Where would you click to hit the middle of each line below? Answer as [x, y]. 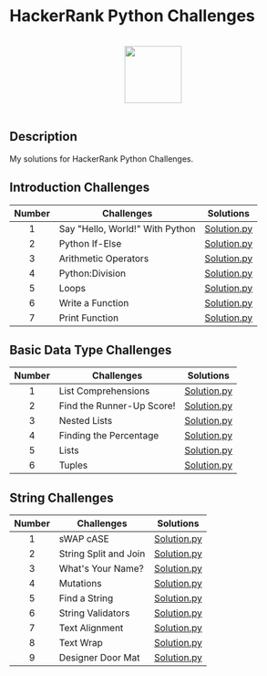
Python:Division [92, 273]
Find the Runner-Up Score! [117, 406]
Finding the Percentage [109, 436]
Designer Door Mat [99, 658]
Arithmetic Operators [104, 259]
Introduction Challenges [80, 188]
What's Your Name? [101, 569]
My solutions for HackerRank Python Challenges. [102, 158]
